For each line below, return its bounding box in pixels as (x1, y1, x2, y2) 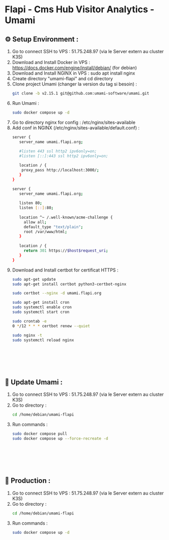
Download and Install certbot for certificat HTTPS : (12, 267, 119, 273)
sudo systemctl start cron (12, 309, 70, 314)
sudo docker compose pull (12, 431, 67, 437)
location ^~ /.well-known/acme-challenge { (19, 215, 113, 220)
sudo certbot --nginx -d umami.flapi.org (12, 290, 102, 296)
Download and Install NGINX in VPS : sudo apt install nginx (12, 70, 135, 76)
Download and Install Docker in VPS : (12, 59, 90, 65)
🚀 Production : (5, 477, 51, 485)
